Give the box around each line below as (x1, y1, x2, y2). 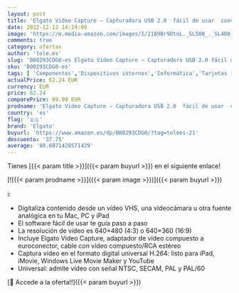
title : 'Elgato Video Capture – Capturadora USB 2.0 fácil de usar (7, 17, 215, 24)
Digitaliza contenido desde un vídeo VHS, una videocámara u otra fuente (17, 204, 232, 213)
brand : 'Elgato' (7, 122, 55, 130)
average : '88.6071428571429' (7, 143, 94, 150)
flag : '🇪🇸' (7, 116, 43, 123)
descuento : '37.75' (7, 136, 65, 143)
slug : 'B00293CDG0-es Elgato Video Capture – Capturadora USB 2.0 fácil (7, 57, 228, 64)
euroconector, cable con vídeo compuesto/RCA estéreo (17, 242, 181, 250)
